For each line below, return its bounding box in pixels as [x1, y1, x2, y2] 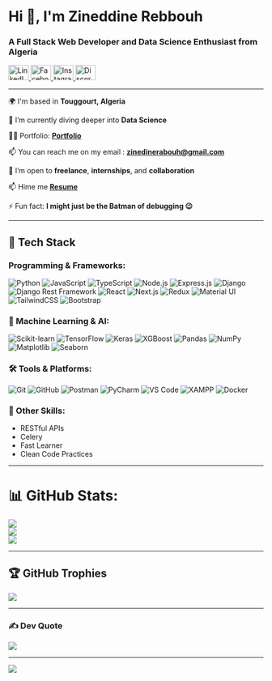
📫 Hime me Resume [8, 182, 79, 192]
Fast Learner [19, 441, 63, 450]
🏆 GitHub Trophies [8, 567, 108, 581]
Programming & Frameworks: [8, 259, 126, 270]
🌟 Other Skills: [8, 405, 66, 416]
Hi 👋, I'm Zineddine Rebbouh [8, 7, 204, 26]
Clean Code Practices [19, 449, 93, 459]
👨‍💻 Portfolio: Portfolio [8, 131, 82, 141]
